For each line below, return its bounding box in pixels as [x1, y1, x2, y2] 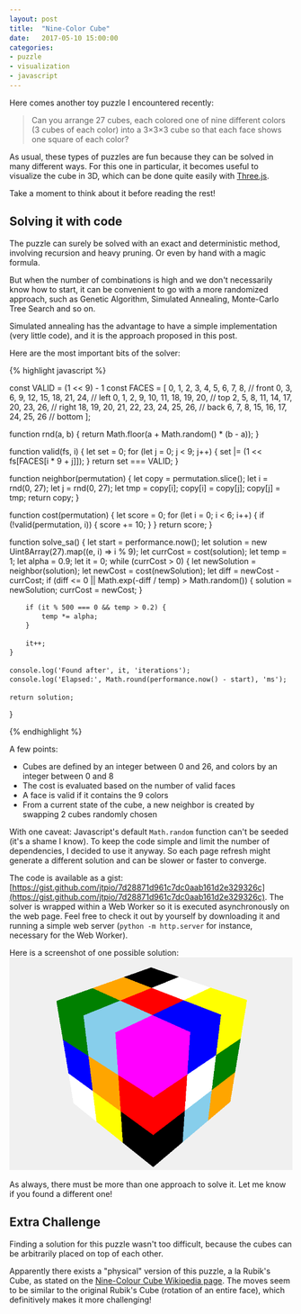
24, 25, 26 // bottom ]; [9, 410, 92, 422]
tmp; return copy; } [9, 491, 80, 503]
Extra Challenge [9, 1215, 101, 1230]
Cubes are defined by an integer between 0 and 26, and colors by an [22, 760, 279, 771]
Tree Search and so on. [9, 302, 96, 314]
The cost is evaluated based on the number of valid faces [22, 779, 236, 791]
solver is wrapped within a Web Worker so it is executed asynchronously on [9, 901, 290, 912]
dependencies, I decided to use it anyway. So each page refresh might [9, 845, 271, 856]
